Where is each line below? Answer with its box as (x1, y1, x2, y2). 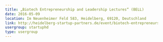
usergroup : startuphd (5, 25, 49, 30)
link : (5, 20, 16, 26)
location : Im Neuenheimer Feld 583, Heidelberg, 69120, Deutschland (5, 16, 147, 21)
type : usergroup (5, 29, 38, 34)
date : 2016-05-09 (5, 12, 40, 16)
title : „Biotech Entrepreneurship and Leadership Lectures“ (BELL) (5, 7, 145, 12)
